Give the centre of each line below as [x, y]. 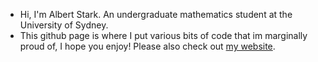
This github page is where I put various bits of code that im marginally [163, 35]
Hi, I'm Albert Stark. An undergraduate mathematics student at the [156, 14]
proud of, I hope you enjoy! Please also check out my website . [147, 46]
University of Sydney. [64, 25]
